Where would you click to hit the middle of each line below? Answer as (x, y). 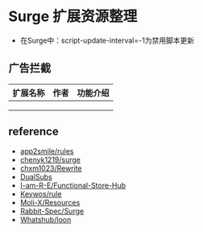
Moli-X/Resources (50, 202)
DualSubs (36, 176)
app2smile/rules (47, 151)
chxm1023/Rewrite (51, 168)
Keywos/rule (41, 193)
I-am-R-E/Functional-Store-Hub (73, 185)
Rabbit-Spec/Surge (52, 211)
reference (33, 132)
